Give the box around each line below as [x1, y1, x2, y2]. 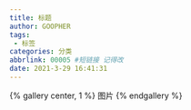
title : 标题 [9, 13, 52, 23]
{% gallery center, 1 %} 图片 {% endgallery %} [9, 90, 184, 101]
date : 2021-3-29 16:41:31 [9, 65, 107, 74]
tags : [9, 30, 30, 39]
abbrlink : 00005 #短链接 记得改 [9, 55, 125, 65]
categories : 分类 [9, 47, 73, 56]
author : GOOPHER [9, 22, 71, 31]
